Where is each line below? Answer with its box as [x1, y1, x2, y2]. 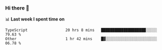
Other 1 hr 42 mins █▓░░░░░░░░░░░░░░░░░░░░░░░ [5, 36, 157, 41]
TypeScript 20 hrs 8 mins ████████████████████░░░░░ [5, 27, 157, 33]
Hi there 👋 [5, 4, 30, 11]
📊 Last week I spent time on [5, 16, 65, 22]
